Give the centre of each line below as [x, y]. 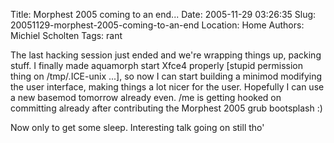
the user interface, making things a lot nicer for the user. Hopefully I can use [167, 87]
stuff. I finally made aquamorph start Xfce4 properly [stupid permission [157, 65]
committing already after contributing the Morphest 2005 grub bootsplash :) [166, 108]
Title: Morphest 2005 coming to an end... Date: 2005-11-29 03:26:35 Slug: [163, 14]
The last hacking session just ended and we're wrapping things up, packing [166, 55]
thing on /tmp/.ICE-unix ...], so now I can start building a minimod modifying [166, 76]
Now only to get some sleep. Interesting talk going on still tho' [137, 127]
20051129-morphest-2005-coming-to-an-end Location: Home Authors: [157, 25]
